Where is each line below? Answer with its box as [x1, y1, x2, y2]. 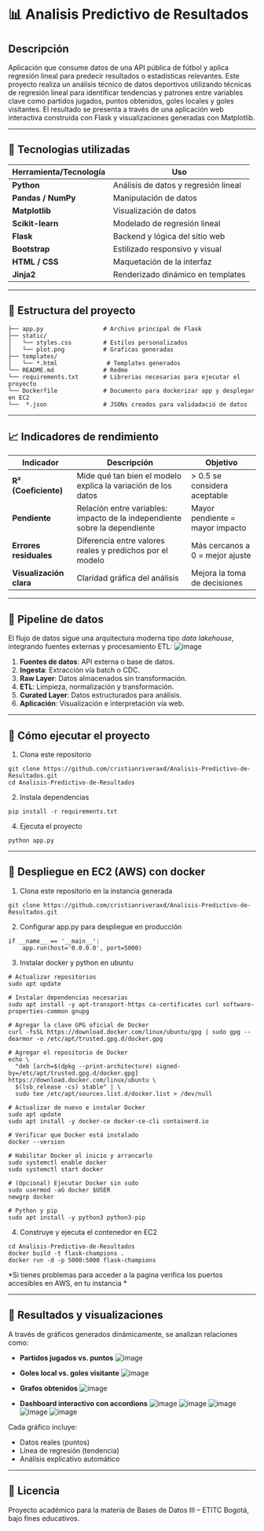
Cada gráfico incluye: [8, 1422, 78, 1431]
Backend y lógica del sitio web [112, 230, 225, 241]
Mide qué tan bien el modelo [76, 471, 182, 482]
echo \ [8, 1055, 30, 1064]
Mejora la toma [191, 568, 246, 579]
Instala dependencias [19, 793, 90, 802]
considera [191, 480, 229, 491]
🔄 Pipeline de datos [8, 613, 104, 626]
